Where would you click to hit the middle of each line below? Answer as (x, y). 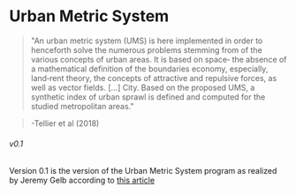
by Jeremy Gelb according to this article (82, 180)
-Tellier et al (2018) (65, 123)
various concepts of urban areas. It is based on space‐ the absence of (159, 59)
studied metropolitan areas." (82, 106)
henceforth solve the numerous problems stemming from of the (146, 49)
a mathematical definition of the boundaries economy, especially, (149, 69)
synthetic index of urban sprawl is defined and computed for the (148, 97)
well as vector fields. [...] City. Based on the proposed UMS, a (143, 87)
